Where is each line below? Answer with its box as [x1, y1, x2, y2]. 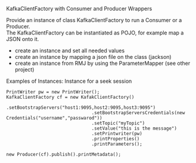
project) [14, 66, 35, 73]
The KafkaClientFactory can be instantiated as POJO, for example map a [6, 29, 184, 36]
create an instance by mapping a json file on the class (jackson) [14, 54, 172, 60]
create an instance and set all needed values [14, 47, 125, 54]
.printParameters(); [91, 141, 143, 147]
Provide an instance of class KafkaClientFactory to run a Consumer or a [6, 17, 182, 23]
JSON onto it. [6, 36, 39, 42]
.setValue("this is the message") [91, 126, 178, 131]
